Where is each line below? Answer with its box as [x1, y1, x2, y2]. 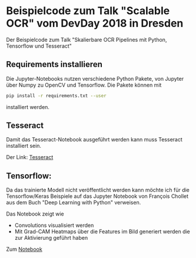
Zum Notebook [6, 246, 42, 253]
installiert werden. [6, 103, 50, 110]
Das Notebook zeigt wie [6, 210, 65, 217]
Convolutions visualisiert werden [14, 222, 94, 229]
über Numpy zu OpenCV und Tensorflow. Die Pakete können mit [6, 81, 162, 88]
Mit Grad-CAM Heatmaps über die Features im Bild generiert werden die [14, 228, 190, 235]
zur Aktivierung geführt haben [14, 234, 88, 242]
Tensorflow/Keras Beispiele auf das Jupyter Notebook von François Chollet [6, 193, 189, 200]
